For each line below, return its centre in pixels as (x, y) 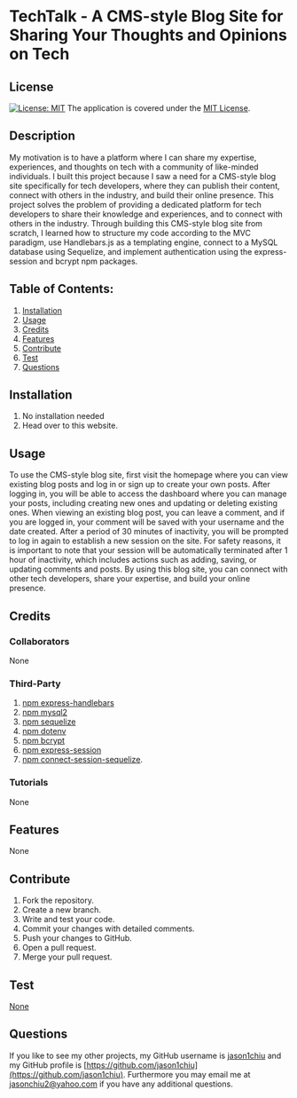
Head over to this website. (70, 426)
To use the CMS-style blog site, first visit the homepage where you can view (148, 475)
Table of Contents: (62, 289)
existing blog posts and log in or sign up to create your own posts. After (140, 485)
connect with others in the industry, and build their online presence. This (142, 195)
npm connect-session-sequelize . (82, 760)
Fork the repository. (58, 901)
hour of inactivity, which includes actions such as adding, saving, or (133, 560)
